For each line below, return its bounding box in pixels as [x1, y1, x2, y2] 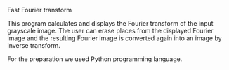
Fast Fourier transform [7, 6, 72, 14]
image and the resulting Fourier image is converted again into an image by [7, 34, 223, 42]
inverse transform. [7, 42, 61, 49]
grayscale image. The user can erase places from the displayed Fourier [7, 27, 214, 35]
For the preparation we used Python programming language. [7, 55, 183, 63]
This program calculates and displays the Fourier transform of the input [7, 19, 214, 27]
